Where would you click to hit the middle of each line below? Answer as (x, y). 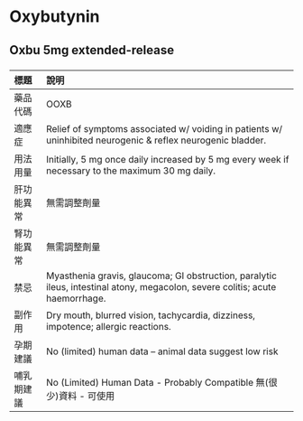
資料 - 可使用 (87, 396)
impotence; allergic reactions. (109, 326)
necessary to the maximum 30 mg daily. (131, 171)
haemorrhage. (76, 298)
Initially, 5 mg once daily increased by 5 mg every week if (168, 159)
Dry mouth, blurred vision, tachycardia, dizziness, (151, 315)
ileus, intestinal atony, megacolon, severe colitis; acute (161, 286)
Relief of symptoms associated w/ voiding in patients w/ (165, 128)
